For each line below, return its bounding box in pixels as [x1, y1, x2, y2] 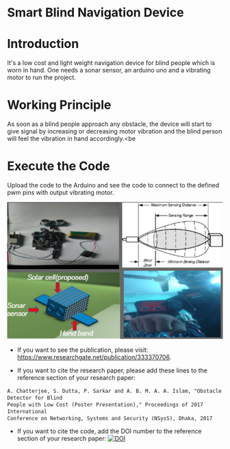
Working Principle [7, 97, 112, 113]
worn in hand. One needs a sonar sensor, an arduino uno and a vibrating [7, 66, 211, 75]
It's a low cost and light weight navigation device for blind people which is [7, 59, 216, 67]
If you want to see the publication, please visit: [16, 346, 149, 354]
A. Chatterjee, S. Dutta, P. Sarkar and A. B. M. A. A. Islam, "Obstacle [7, 387, 222, 394]
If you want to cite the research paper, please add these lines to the [16, 366, 207, 374]
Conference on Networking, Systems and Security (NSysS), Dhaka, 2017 [7, 415, 213, 422]
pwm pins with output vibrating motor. [7, 188, 114, 196]
